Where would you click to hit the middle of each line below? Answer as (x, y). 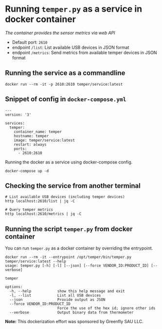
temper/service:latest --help (36, 261)
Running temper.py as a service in (74, 9)
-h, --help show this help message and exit (67, 291)
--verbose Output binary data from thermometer (72, 312)
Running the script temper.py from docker (69, 229)
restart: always (30, 145)
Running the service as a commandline (65, 73)
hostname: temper (31, 136)
